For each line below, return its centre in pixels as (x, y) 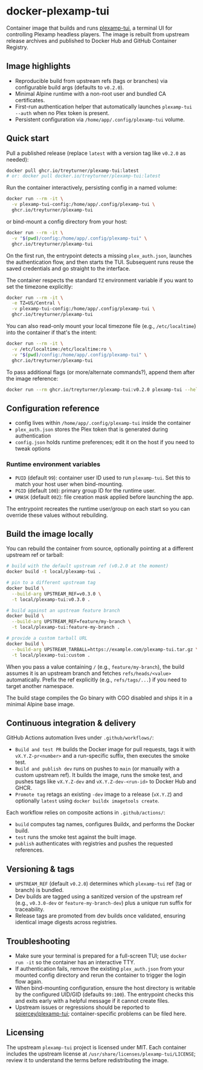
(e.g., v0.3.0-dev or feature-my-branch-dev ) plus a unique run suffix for (103, 903)
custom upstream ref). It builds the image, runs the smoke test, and (99, 775)
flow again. (29, 982)
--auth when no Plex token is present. (62, 113)
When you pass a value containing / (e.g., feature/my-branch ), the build (95, 666)
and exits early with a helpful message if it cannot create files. (92, 1001)
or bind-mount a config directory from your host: (67, 222)
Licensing (25, 1033)
